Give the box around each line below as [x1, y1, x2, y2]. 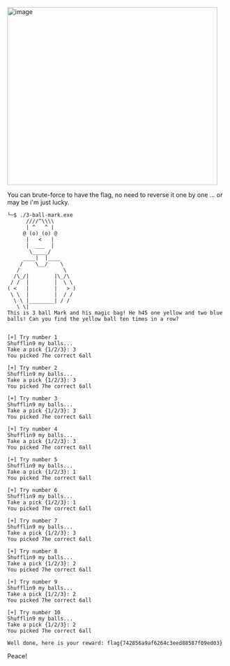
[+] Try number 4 [7, 426, 58, 433]
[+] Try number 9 [7, 579, 58, 586]
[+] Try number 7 [7, 517, 58, 524]
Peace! [7, 652, 28, 660]
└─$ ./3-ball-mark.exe [7, 212, 73, 219]
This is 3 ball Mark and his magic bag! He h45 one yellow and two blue [7, 310, 223, 317]
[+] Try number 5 [7, 456, 58, 463]
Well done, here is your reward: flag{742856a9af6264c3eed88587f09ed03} [7, 639, 223, 646]
